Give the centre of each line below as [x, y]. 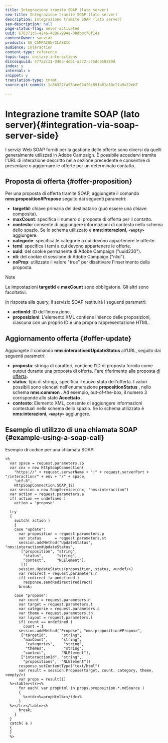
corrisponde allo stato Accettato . [47, 398]
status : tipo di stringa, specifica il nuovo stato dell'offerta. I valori [80, 382]
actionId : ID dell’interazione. [42, 312]
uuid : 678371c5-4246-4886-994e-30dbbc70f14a [52, 33]
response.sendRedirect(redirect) [58, 582]
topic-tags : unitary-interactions [41, 57]
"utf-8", [23, 481]
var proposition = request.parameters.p [61, 534]
